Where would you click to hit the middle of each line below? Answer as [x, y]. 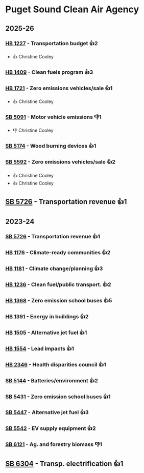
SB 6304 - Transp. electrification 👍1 [64, 464]
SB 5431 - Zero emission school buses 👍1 [58, 397]
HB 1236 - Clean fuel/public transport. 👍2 [58, 284]
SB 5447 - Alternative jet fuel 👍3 [47, 413]
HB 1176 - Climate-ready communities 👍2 [58, 253]
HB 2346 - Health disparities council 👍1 [56, 364]
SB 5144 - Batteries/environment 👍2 [52, 380]
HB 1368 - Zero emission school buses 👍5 [59, 301]
